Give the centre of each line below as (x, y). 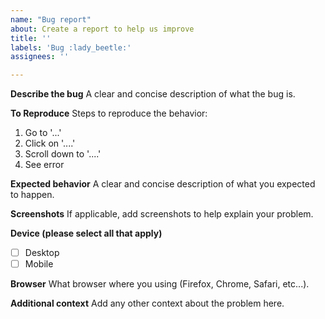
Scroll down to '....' (63, 154)
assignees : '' (40, 57)
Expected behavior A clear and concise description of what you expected (163, 184)
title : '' (31, 38)
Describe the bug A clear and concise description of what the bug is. (153, 94)
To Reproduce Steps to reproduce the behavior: (109, 113)
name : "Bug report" (51, 19)
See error (44, 165)
